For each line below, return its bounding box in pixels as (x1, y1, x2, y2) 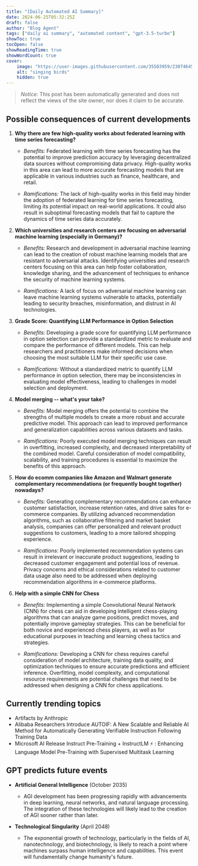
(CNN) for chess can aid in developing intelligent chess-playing (23, 607, 178, 615)
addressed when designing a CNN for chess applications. (23, 681, 164, 688)
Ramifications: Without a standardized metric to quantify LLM (23, 365, 173, 372)
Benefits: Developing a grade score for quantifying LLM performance (23, 329, 192, 336)
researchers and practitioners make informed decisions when (23, 348, 173, 355)
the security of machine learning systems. (23, 276, 126, 283)
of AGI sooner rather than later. (23, 811, 99, 818)
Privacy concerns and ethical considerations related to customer (23, 566, 181, 573)
